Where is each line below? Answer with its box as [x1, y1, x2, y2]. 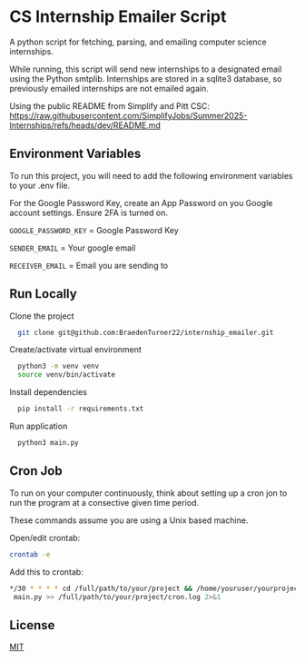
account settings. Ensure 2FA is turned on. [9, 207, 168, 218]
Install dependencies [9, 387, 88, 398]
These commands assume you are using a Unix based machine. [9, 515, 249, 526]
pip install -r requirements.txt [17, 404, 144, 414]
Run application [9, 420, 68, 432]
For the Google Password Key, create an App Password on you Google [9, 197, 273, 208]
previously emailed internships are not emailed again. [9, 83, 209, 94]
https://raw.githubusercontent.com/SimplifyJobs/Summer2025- [9, 110, 248, 121]
